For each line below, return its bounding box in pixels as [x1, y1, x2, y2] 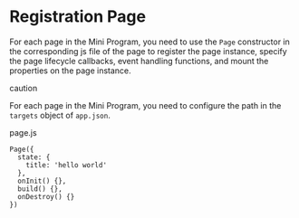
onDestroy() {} [17, 192, 75, 201]
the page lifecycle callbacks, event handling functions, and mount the [9, 55, 269, 66]
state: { [17, 152, 51, 162]
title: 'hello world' [25, 160, 107, 169]
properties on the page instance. [9, 65, 131, 76]
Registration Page [9, 6, 147, 27]
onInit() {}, [17, 176, 67, 185]
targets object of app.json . [9, 109, 111, 120]
